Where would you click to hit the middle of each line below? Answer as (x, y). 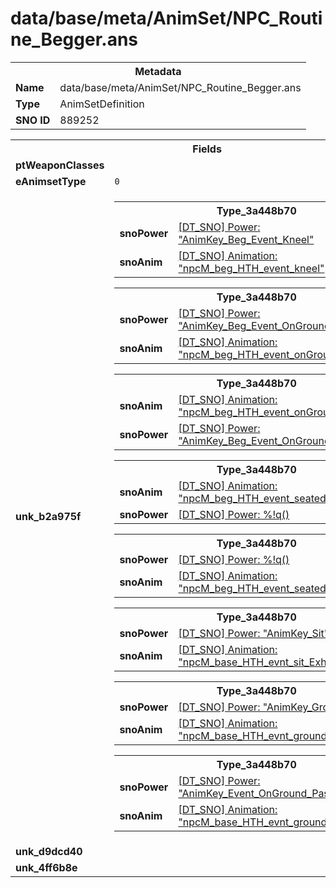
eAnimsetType (51, 181)
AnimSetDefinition (102, 104)
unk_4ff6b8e (46, 867)
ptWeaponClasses (60, 165)
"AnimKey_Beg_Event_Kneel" (246, 239)
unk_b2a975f (48, 516)
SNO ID (33, 120)
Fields (207, 149)
